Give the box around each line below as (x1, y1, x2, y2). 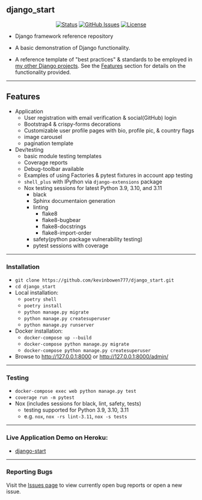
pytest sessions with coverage (32, 242, 109, 249)
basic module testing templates (23, 152, 102, 159)
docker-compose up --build (23, 335, 92, 341)
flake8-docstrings (41, 223, 87, 230)
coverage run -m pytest (14, 395, 75, 401)
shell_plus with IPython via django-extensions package (23, 177, 162, 185)
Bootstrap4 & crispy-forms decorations (23, 120, 121, 128)
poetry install (23, 303, 62, 309)
